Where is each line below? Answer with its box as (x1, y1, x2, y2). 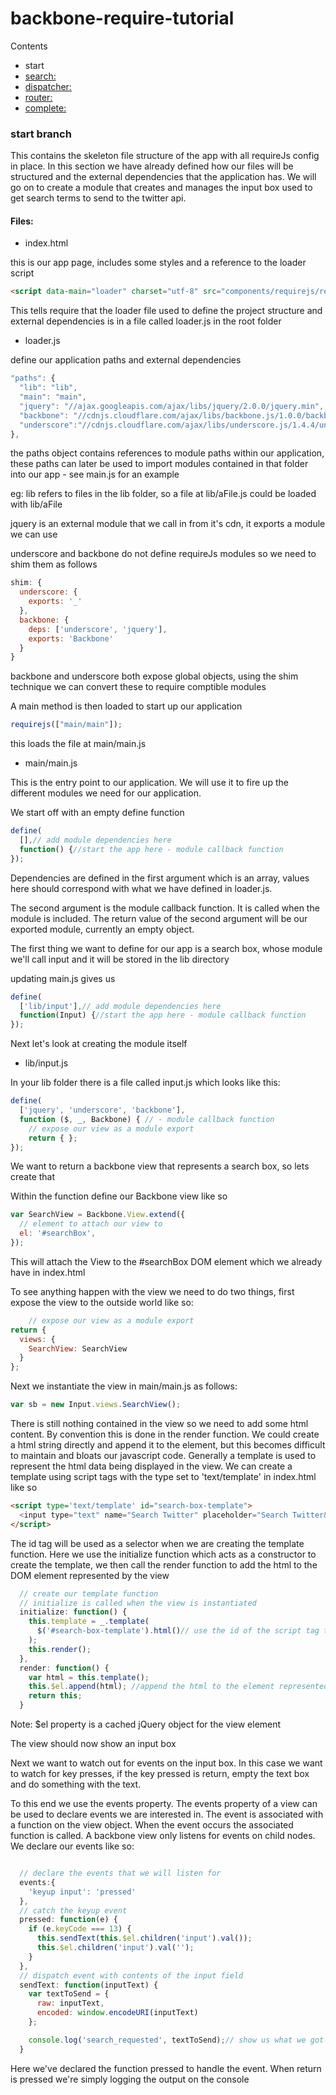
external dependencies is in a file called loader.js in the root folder (10, 315, 282, 327)
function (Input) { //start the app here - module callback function (19, 1010, 307, 1021)
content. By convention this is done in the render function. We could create (10, 1428, 320, 1441)
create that (10, 1171, 56, 1183)
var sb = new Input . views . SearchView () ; (10, 1400, 182, 1410)
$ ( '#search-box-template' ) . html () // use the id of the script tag (36, 1626, 320, 1636)
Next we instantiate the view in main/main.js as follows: (10, 1380, 238, 1392)
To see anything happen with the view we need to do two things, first (10, 1285, 295, 1297)
